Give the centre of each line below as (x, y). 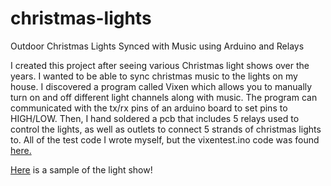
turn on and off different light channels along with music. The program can (164, 97)
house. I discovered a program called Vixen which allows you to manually (161, 86)
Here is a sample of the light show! (81, 169)
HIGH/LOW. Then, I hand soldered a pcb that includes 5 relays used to (155, 118)
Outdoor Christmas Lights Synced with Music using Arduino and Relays (157, 46)
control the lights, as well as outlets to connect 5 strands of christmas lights (166, 129)
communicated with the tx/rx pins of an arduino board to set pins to (149, 108)
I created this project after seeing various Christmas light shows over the (160, 65)
